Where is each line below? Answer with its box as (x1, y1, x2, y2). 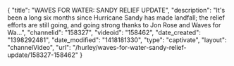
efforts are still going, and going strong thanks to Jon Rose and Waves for (7, 21, 221, 29)
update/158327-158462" (7, 51, 79, 59)
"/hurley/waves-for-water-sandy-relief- (73, 44, 187, 51)
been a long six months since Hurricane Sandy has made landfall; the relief (7, 13, 226, 22)
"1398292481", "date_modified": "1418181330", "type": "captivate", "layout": (7, 36, 227, 44)
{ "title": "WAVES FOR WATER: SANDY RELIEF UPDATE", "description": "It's (7, 6, 226, 14)
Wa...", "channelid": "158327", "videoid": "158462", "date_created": (7, 28, 201, 37)
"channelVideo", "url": (7, 44, 72, 51)
